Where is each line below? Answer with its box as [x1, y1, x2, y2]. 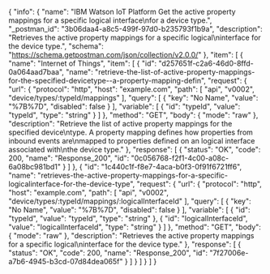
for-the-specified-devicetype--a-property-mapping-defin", [8, 76, 207, 85]
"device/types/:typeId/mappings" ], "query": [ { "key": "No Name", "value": [8, 93, 259, 102]
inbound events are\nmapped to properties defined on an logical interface [8, 136, 255, 145]
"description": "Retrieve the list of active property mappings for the [8, 119, 233, 128]
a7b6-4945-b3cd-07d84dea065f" [8, 257, 123, 266]
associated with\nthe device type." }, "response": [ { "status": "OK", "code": [8, 145, 261, 154]
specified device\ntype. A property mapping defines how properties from [8, 127, 254, 137]
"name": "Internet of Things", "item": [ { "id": [8, 58, 157, 68]
